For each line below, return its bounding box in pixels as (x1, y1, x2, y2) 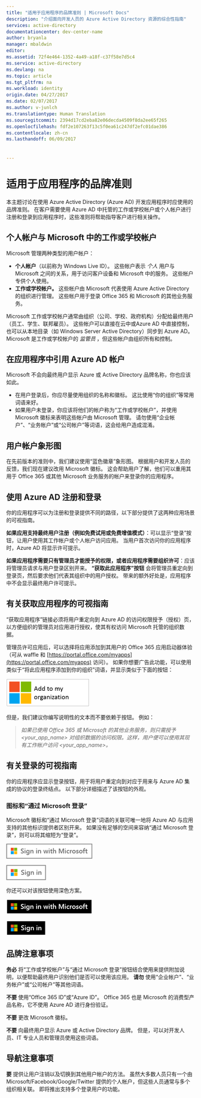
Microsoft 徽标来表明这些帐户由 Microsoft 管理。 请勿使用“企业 (14, 414, 170, 421)
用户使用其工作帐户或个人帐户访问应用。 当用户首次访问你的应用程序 (22, 537, 191, 544)
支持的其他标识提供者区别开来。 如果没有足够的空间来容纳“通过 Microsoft (6, 823, 187, 831)
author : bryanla (6, 35, 47, 41)
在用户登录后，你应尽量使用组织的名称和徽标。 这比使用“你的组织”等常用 (14, 392, 194, 399)
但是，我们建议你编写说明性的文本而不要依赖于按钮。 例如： (6, 714, 154, 721)
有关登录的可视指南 (6, 760, 77, 771)
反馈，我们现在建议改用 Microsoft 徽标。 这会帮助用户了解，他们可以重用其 (6, 465, 191, 473)
